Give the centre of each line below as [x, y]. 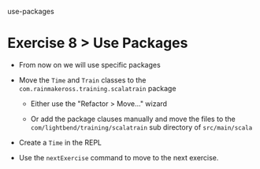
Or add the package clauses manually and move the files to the [133, 119]
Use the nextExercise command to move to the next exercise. [119, 157]
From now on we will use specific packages [89, 64]
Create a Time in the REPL [60, 142]
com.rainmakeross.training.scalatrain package [97, 88]
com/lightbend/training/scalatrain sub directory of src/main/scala [141, 127]
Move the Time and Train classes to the [82, 80]
